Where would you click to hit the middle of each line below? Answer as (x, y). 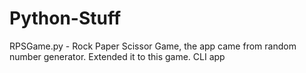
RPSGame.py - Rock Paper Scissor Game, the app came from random (153, 46)
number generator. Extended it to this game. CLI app (117, 56)
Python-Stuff (65, 18)
